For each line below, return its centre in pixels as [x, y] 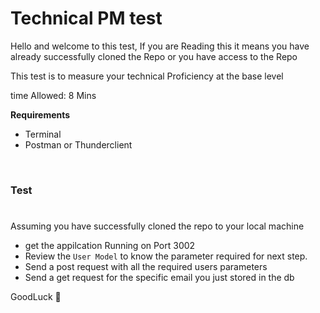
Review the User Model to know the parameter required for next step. [166, 256]
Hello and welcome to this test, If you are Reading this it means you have [160, 46]
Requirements [40, 114]
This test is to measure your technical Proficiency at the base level [147, 76]
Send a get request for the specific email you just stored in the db [159, 278]
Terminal [43, 134]
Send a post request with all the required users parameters [146, 267]
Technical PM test [86, 18]
